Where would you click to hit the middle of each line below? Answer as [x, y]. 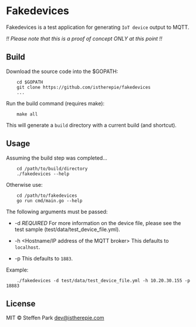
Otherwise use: [24, 184]
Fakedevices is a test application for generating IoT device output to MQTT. [98, 27]
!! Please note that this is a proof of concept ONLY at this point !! [84, 38]
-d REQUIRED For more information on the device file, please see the [98, 223]
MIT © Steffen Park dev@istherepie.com [55, 318]
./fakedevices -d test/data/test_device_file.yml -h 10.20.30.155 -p [104, 280]
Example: [17, 270]
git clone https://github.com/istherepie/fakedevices [84, 87]
